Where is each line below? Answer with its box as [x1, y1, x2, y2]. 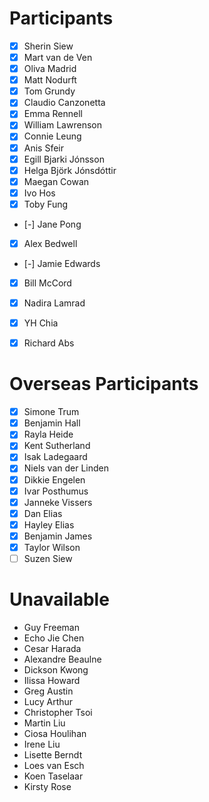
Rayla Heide [23, 428, 74, 441]
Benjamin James [23, 530, 93, 542]
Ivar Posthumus [23, 485, 89, 497]
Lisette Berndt [23, 748, 83, 761]
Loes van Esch [23, 759, 85, 771]
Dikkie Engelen [23, 473, 86, 486]
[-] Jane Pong [23, 218, 82, 230]
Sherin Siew [23, 40, 74, 52]
